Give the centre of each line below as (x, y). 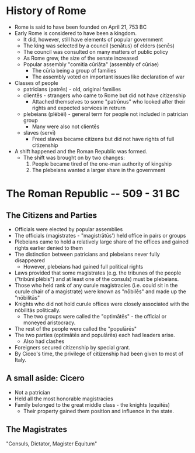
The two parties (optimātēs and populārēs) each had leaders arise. (95, 335)
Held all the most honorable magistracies (64, 399)
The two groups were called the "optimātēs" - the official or (95, 316)
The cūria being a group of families (74, 70)
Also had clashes (44, 341)
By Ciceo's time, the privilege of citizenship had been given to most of (99, 354)
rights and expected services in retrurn (79, 108)
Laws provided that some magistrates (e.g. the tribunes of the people (98, 273)
